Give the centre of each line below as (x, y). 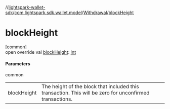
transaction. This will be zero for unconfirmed (95, 93)
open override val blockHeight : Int (41, 52)
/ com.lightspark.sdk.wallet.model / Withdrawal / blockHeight (73, 13)
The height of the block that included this (90, 86)
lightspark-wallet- (27, 7)
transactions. (57, 99)
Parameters (18, 64)
